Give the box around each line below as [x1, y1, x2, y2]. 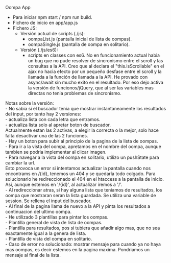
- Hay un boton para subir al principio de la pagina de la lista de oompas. [5, 138, 158, 144]
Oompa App [5, 5, 31, 10]
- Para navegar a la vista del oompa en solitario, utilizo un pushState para [5, 154, 159, 160]
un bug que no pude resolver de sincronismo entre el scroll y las [28, 58, 163, 63]
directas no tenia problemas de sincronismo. [28, 90, 121, 96]
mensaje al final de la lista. [5, 252, 61, 258]
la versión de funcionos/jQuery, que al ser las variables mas [28, 85, 154, 91]
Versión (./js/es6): [20, 47, 58, 53]
